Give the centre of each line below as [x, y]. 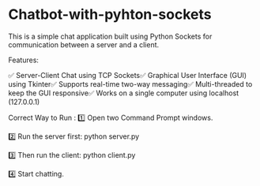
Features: [24, 60]
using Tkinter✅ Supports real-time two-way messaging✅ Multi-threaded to [130, 84]
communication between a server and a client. [84, 44]
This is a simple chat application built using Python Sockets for [110, 36]
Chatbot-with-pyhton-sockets [110, 15]
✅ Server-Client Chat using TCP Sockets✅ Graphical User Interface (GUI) [128, 75]
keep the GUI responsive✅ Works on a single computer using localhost [124, 93]
